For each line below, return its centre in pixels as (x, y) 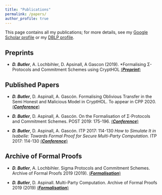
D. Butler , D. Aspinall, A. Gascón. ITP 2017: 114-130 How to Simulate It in (84, 131)
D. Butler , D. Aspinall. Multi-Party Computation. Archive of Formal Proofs (85, 182)
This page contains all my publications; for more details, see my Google (76, 32)
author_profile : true (27, 18)
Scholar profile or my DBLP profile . (40, 37)
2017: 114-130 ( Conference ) (40, 141)
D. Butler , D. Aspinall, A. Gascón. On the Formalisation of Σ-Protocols (81, 116)
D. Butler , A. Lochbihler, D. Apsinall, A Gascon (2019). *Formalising (79, 65)
